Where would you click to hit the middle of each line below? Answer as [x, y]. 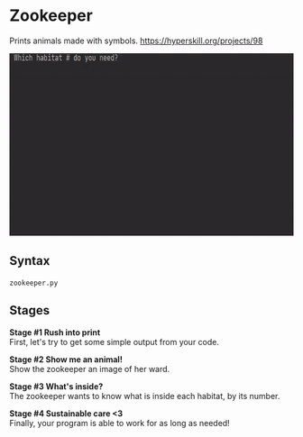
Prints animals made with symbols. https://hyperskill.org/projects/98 [136, 41]
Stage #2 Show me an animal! [66, 359]
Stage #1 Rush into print [55, 332]
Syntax [30, 261]
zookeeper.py [34, 283]
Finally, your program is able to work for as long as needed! [119, 423]
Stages [30, 310]
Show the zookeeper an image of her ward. [90, 369]
